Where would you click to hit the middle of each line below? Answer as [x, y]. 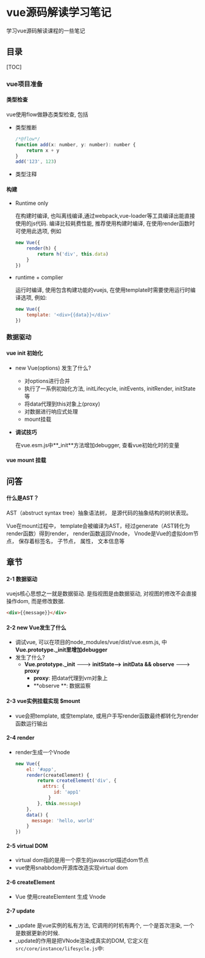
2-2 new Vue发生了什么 [36, 627]
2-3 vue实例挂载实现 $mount [43, 701]
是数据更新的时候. [37, 933]
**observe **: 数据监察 [62, 686]
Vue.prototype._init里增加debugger [61, 650]
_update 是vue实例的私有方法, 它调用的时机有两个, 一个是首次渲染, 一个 [105, 925]
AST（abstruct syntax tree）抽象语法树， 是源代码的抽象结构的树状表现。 [99, 513]
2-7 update [21, 911]
